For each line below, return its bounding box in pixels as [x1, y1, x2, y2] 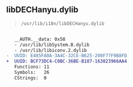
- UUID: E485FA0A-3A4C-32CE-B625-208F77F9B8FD [6, 53, 128, 59]
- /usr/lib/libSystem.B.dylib [14, 42, 90, 48]
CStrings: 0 [14, 74, 47, 81]
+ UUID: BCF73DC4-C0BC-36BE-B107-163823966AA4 [6, 58, 128, 64]
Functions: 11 [14, 64, 50, 70]
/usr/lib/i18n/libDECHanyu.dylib [20, 20, 105, 26]
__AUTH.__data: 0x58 [14, 36, 66, 42]
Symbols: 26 [14, 70, 50, 76]
